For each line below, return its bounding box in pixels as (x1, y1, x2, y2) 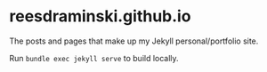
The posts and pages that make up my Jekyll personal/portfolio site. (9, 36, 259, 46)
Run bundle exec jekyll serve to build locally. (9, 52, 180, 63)
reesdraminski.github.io (9, 6, 191, 27)
